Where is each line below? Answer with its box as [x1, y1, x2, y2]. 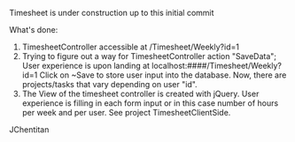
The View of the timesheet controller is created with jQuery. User [21, 88, 260, 99]
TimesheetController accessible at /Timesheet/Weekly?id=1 [21, 41, 239, 52]
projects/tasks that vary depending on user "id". [21, 79, 198, 89]
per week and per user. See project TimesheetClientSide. [21, 108, 231, 117]
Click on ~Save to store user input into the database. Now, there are [39, 70, 287, 80]
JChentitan [9, 124, 50, 135]
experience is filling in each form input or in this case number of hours [21, 98, 279, 108]
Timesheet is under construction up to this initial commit [9, 8, 214, 18]
